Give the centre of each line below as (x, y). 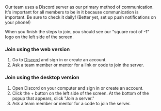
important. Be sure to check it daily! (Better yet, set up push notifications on (80, 17)
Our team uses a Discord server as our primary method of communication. (79, 7)
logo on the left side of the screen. (40, 37)
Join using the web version (38, 49)
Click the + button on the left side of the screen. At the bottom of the (80, 93)
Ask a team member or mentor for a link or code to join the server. (78, 65)
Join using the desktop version (42, 78)
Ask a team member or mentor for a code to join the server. (71, 103)
